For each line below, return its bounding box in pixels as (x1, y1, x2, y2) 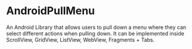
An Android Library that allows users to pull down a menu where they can (6, 24, 187, 31)
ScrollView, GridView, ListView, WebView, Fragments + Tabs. (6, 36, 155, 43)
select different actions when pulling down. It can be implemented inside (6, 30, 185, 37)
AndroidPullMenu (6, 4, 95, 18)
